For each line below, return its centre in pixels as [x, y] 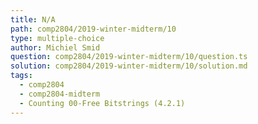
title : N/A [33, 19]
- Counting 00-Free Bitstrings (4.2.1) [102, 103]
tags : [21, 76]
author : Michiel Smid [55, 47]
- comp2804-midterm [60, 94]
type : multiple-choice [57, 38]
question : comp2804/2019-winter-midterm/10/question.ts [129, 57]
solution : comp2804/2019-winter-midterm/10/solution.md [129, 66]
